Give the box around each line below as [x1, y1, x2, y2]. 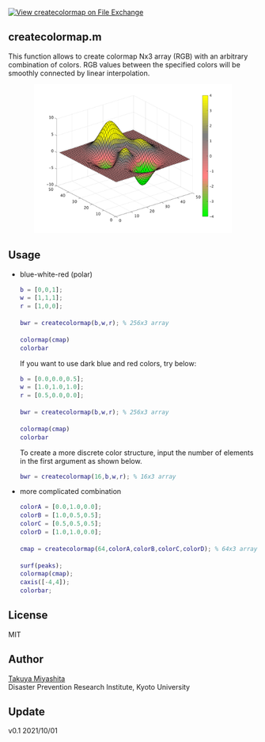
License [8, 609, 48, 622]
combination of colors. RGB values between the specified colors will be [8, 59, 241, 69]
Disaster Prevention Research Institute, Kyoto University [8, 682, 191, 691]
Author [8, 652, 44, 666]
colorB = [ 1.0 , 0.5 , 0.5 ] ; [19, 511, 102, 519]
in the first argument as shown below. [19, 456, 142, 465]
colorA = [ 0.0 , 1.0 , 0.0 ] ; [19, 503, 102, 511]
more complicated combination [19, 487, 122, 496]
